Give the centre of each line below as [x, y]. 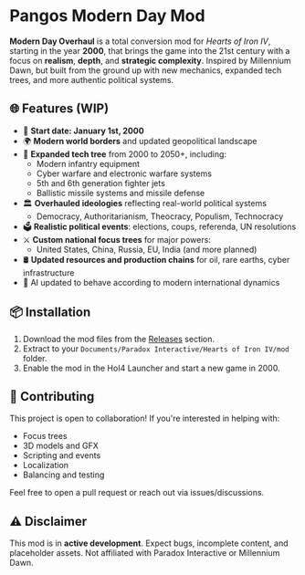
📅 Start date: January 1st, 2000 [83, 131]
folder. [35, 358]
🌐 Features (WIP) [59, 109]
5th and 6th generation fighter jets [101, 183]
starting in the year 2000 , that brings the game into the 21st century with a [150, 50]
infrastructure [48, 272]
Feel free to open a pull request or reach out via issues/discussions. [137, 493]
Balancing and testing [63, 475]
